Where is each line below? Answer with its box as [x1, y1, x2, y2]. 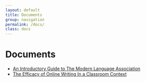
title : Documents [5, 12, 43, 17]
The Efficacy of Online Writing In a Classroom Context [12, 71, 127, 77]
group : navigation [5, 17, 45, 22]
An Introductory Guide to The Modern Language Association [12, 66, 141, 72]
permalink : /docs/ [5, 22, 45, 27]
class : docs [5, 27, 31, 32]
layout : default [5, 7, 40, 13]
